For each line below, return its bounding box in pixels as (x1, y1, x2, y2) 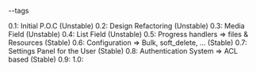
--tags (8, 6, 29, 15)
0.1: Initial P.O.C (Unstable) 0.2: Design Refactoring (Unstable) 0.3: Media (8, 21, 245, 30)
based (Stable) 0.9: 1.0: (8, 54, 84, 64)
